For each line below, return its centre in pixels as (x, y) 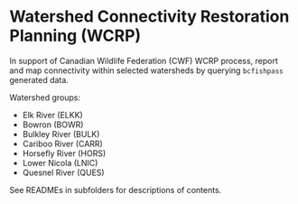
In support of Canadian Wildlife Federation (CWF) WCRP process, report (144, 60)
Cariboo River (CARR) (63, 144)
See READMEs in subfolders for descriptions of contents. (116, 190)
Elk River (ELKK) (52, 115)
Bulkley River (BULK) (61, 134)
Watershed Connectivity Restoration (149, 17)
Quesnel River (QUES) (64, 172)
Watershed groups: (45, 97)
